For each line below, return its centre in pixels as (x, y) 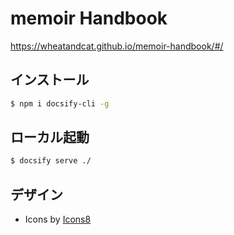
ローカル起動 (50, 137)
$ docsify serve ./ (51, 161)
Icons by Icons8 (58, 219)
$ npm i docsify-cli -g (60, 103)
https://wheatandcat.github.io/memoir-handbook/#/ (117, 46)
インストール (50, 80)
